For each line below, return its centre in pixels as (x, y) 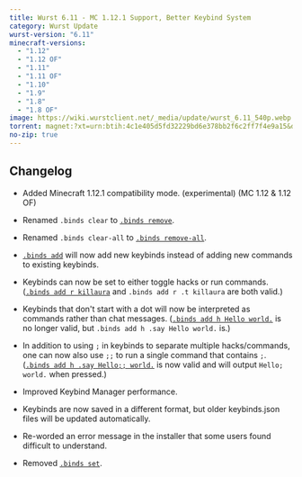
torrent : (26, 127)
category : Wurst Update (54, 26)
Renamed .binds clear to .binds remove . (98, 220)
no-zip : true (34, 135)
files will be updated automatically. (86, 418)
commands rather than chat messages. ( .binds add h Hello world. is (151, 318)
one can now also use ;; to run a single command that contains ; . (144, 355)
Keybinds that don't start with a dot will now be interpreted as (136, 309)
